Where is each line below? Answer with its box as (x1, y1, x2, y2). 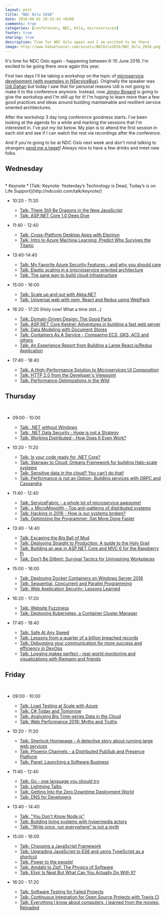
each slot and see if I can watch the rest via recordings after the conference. (5, 130, 162, 136)
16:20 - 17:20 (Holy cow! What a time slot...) (12, 306, 102, 312)
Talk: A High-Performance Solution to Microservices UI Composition (19, 367, 159, 373)
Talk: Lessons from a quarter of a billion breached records (19, 635, 139, 641)
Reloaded (19, 905, 40, 911)
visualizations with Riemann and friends (19, 656, 101, 662)
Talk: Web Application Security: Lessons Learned (19, 586, 120, 592)
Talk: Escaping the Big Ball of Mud (19, 535, 90, 541)
